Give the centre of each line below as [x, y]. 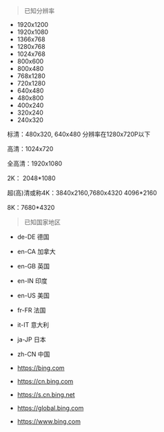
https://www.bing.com [49, 421]
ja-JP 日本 [31, 340]
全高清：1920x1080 [35, 164]
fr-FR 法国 [31, 310]
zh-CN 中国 [33, 354]
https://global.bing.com [50, 408]
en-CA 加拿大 [37, 252]
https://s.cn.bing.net [46, 395]
